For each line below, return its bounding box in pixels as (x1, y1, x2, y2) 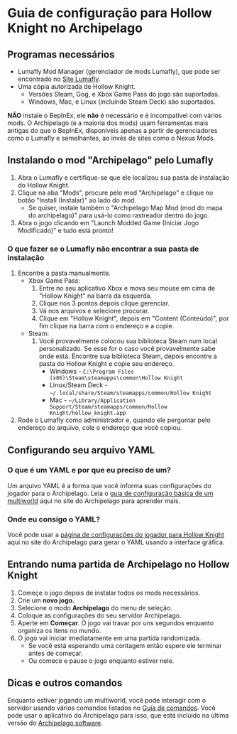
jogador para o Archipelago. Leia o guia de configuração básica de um (7, 489, 214, 497)
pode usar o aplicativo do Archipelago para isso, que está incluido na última (7, 711, 229, 719)
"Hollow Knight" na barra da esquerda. (38, 291, 153, 300)
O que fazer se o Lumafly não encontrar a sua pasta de (7, 244, 199, 254)
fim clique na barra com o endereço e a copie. (38, 322, 175, 330)
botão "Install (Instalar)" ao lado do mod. (17, 195, 137, 204)
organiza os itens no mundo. (17, 626, 101, 635)
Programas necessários (7, 48, 115, 60)
